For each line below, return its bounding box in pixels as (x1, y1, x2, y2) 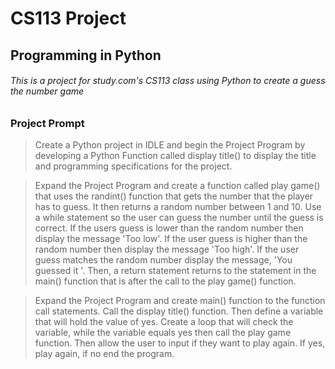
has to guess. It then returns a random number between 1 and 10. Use (34, 201, 322, 213)
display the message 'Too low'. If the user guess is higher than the (34, 233, 308, 245)
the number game (10, 85, 85, 97)
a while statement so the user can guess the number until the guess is (34, 212, 324, 224)
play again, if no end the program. (34, 348, 175, 360)
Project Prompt (10, 116, 85, 130)
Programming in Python (10, 47, 162, 64)
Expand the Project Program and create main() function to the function (34, 295, 326, 307)
